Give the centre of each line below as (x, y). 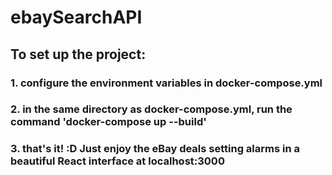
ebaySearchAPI (76, 17)
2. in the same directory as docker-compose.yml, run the (151, 109)
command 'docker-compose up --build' (108, 122)
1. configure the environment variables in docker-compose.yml (166, 83)
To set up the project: (78, 54)
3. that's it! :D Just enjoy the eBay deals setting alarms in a (155, 149)
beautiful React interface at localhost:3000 (117, 161)
